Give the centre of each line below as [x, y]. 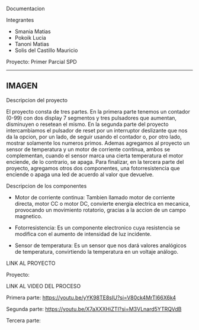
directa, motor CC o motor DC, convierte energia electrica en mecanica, [102, 203]
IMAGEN [22, 86]
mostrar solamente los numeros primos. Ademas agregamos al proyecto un [98, 143]
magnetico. [28, 216]
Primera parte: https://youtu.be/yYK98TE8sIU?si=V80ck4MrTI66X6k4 [91, 297]
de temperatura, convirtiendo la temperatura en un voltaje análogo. [97, 251]
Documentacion [26, 9]
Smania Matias [33, 31]
